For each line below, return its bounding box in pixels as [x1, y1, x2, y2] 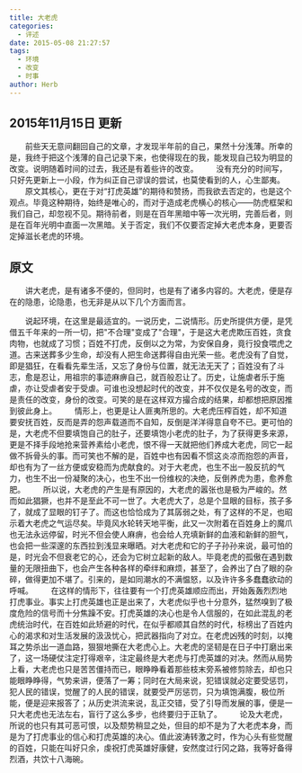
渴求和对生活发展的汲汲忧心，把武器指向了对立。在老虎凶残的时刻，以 [24, 630, 285, 641]
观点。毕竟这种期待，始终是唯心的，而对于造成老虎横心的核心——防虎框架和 [9, 197, 293, 208]
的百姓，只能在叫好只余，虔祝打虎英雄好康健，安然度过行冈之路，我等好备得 [9, 742, 293, 753]
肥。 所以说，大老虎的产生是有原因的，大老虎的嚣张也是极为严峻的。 [9, 484, 280, 495]
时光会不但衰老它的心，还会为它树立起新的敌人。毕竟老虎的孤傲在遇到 [24, 552, 285, 563]
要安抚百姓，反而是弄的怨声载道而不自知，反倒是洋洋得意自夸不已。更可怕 [9, 417, 285, 428]
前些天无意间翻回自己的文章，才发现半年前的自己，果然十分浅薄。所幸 [24, 141, 285, 152]
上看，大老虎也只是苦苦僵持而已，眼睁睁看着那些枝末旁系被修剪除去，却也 [9, 664, 285, 675]
